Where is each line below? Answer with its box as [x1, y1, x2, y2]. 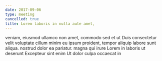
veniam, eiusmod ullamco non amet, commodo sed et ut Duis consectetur [5, 35, 157, 41]
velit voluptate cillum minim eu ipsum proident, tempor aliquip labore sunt [5, 40, 156, 46]
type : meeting [5, 12, 35, 17]
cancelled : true [5, 16, 39, 21]
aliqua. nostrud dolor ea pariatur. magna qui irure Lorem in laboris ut [5, 45, 146, 51]
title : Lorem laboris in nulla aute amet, [5, 21, 95, 26]
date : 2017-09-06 [5, 7, 41, 12]
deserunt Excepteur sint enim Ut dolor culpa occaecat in [5, 51, 121, 57]
